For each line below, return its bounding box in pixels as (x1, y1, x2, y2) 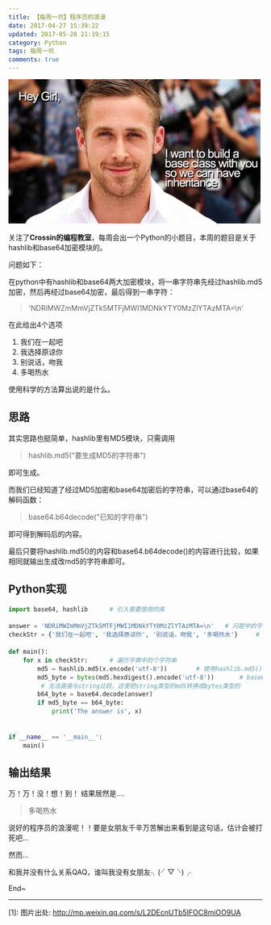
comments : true (8, 56, 60, 64)
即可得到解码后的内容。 (8, 529, 86, 538)
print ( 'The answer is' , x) (51, 707, 143, 716)
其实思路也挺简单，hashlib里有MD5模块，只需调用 (8, 433, 176, 443)
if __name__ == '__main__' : (8, 733, 103, 741)
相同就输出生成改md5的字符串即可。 (8, 556, 130, 566)
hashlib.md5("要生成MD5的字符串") (27, 450, 147, 460)
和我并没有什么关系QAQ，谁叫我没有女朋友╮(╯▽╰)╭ (8, 868, 192, 877)
